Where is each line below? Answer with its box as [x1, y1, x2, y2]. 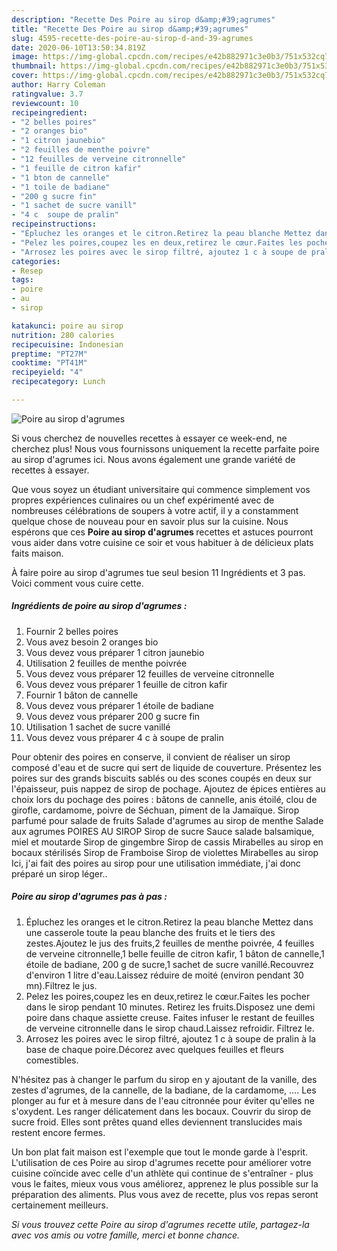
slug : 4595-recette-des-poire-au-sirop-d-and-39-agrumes [11, 33, 254, 43]
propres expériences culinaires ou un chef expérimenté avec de [11, 494, 275, 506]
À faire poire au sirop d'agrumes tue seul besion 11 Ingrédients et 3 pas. [11, 566, 306, 578]
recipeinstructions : [11, 219, 98, 230]
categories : [11, 256, 61, 266]
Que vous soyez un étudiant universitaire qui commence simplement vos [11, 483, 311, 495]
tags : [11, 275, 34, 285]
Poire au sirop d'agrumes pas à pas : [11, 891, 168, 903]
